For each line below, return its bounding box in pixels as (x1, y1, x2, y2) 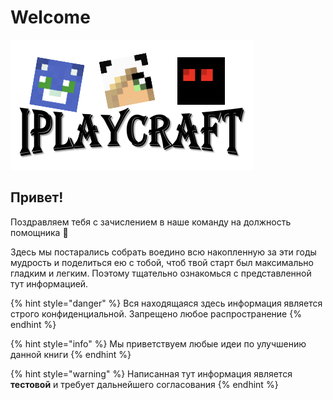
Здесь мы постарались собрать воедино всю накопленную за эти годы (10, 246, 317, 258)
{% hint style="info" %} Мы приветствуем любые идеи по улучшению (10, 337, 307, 350)
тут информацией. (10, 277, 89, 290)
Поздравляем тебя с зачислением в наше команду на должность (10, 216, 292, 228)
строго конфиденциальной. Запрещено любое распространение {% (10, 307, 302, 320)
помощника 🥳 (10, 226, 69, 238)
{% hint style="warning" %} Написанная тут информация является (10, 367, 293, 380)
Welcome (10, 6, 91, 29)
